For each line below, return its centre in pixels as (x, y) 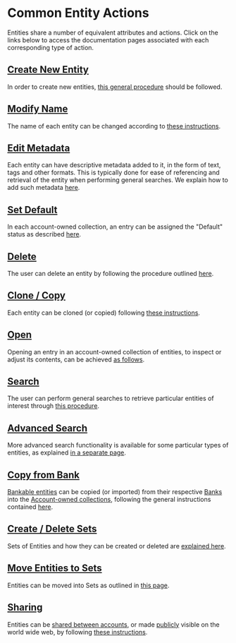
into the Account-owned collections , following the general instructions (109, 500)
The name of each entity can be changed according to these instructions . (114, 126)
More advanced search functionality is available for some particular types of (118, 445)
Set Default (32, 210)
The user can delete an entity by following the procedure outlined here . (111, 274)
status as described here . (44, 234)
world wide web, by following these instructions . (77, 632)
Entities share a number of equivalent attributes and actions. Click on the (113, 32)
